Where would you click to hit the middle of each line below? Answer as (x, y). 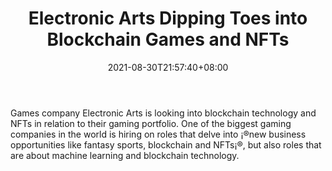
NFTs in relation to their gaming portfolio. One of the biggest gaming (151, 123)
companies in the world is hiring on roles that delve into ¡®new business (158, 134)
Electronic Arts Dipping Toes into (168, 18)
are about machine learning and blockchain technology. (125, 155)
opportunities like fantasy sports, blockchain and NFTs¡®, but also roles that (166, 144)
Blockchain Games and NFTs (168, 39)
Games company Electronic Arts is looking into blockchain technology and (163, 113)
